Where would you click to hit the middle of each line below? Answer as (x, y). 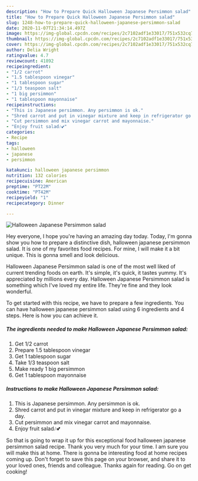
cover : (14, 45)
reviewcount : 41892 (30, 61)
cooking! (17, 472)
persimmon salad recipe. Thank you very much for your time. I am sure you (97, 447)
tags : (13, 143)
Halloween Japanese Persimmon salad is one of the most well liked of (91, 266)
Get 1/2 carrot (31, 344)
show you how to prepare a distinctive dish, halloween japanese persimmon (98, 243)
